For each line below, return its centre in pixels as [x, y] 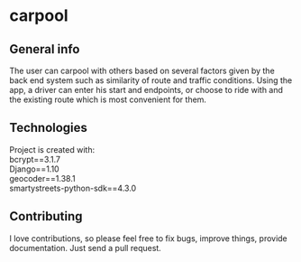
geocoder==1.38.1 [42, 178]
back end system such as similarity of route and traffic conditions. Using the [151, 80]
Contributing [46, 216]
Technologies [49, 128]
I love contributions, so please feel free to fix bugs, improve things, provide [149, 238]
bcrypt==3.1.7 [35, 159]
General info [45, 49]
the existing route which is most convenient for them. [108, 99]
